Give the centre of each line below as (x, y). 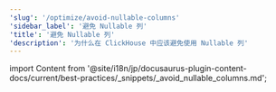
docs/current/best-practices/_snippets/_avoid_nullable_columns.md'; (138, 78)
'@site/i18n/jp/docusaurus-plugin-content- (167, 69)
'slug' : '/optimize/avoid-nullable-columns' (95, 18)
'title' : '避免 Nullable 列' (62, 34)
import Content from (48, 69)
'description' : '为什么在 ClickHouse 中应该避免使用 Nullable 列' (129, 43)
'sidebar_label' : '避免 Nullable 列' (78, 26)
